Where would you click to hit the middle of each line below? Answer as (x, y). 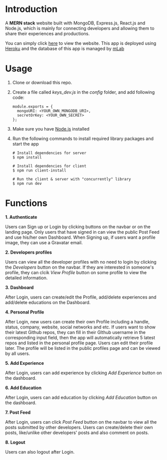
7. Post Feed (18, 412)
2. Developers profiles (29, 252)
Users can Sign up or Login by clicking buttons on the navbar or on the (78, 227)
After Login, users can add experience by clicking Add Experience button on (83, 373)
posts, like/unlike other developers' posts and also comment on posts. (77, 433)
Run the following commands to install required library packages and (83, 139)
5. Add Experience (25, 363)
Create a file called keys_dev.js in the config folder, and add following (83, 92)
